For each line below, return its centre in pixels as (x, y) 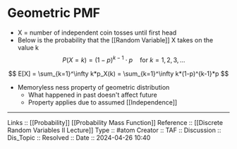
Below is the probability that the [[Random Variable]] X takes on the (115, 40)
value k (28, 47)
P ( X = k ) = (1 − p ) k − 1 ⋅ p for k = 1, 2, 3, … (124, 59)
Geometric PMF (54, 13)
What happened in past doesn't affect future (92, 95)
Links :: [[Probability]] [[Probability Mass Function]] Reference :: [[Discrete (115, 122)
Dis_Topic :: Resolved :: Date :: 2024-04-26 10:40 (79, 137)
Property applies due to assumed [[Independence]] (103, 102)
